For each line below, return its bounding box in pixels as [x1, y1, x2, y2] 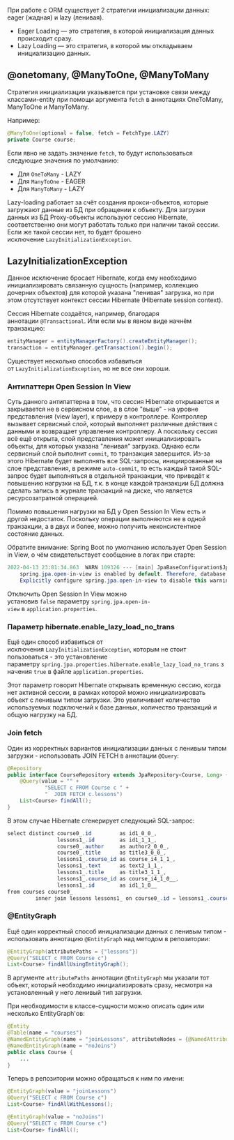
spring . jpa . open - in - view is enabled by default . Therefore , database [19, 571, 226, 578]
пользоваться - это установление [7, 652, 108, 661]
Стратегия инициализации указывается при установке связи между [7, 87, 210, 96]
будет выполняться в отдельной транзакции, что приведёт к [29, 472, 210, 480]
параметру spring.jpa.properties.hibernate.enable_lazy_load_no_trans [7, 660, 219, 668]
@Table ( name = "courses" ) [7, 1029, 82, 1037]
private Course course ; [7, 136, 77, 143]
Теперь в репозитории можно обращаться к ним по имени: [7, 1074, 185, 1083]
